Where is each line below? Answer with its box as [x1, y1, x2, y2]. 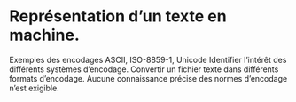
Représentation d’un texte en [9, 6, 228, 27]
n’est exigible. [9, 82, 59, 93]
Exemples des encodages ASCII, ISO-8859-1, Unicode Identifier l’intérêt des [9, 54, 287, 65]
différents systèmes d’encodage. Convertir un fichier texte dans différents [9, 64, 279, 75]
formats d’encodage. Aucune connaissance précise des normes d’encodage [9, 73, 288, 83]
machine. [9, 25, 80, 45]
